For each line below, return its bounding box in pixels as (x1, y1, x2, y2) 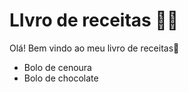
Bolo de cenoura (23, 61, 92, 73)
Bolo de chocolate (23, 72, 99, 84)
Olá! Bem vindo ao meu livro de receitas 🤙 (9, 42, 180, 54)
